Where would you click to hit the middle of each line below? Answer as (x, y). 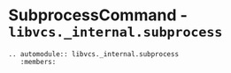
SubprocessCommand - (98, 15)
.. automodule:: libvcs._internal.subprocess (93, 54)
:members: (38, 62)
